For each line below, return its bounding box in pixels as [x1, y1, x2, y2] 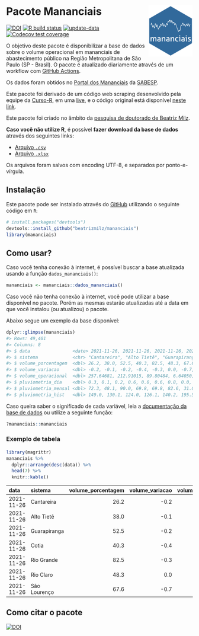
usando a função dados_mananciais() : [6, 270, 98, 277]
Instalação [6, 185, 46, 195]
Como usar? [6, 248, 52, 258]
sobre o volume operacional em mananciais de [6, 48, 120, 55]
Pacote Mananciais [6, 5, 102, 18]
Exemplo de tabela [6, 435, 60, 443]
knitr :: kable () [11, 474, 49, 480]
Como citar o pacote [6, 608, 83, 618]
